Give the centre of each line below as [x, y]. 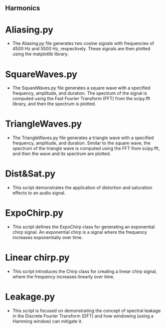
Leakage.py [30, 297]
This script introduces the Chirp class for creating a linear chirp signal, [85, 272]
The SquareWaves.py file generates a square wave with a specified [81, 88]
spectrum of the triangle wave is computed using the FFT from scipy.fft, [86, 149]
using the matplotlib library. [40, 54]
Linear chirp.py [37, 257]
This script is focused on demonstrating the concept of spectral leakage [86, 311]
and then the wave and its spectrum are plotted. [62, 154]
